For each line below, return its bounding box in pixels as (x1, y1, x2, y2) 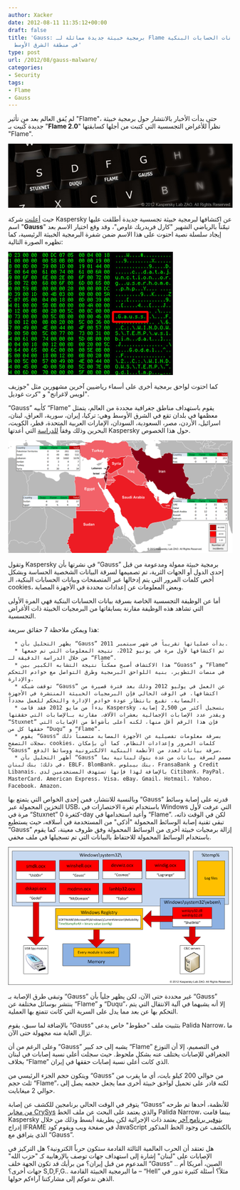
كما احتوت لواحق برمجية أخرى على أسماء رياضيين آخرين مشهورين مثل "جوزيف (8, 381, 219, 391)
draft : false (8, 26, 47, 33)
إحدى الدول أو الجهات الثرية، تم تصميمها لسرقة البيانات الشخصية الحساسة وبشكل (8, 568, 224, 576)
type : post (8, 49, 41, 56)
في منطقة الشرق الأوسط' (14, 41, 82, 49)
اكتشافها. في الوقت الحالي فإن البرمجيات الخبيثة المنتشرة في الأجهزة (8, 690, 219, 697)
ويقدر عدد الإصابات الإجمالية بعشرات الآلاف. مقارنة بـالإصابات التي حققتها (8, 712, 225, 719)
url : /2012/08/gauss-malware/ (8, 57, 98, 64)
